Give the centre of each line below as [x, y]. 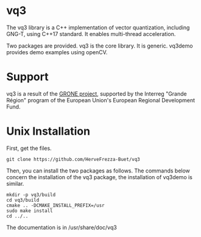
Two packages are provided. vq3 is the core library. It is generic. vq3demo [100, 46]
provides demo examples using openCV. [57, 52]
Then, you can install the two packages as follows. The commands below [98, 171]
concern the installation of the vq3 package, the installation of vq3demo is [100, 177]
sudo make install [30, 211]
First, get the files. [29, 148]
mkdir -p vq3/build [31, 195]
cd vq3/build [23, 200]
